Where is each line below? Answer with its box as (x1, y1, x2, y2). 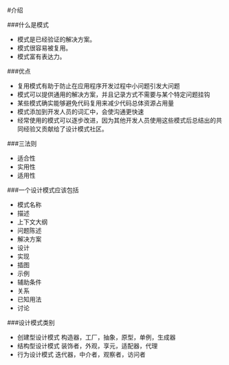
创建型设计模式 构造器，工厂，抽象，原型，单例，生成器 (17, 333, 176, 341)
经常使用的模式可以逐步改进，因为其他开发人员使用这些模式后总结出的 (17, 116, 217, 124)
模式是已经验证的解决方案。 (17, 35, 96, 43)
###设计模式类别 (7, 319, 55, 326)
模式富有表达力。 (17, 52, 66, 61)
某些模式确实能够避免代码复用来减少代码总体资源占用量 (17, 99, 174, 107)
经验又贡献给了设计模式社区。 (23, 125, 108, 133)
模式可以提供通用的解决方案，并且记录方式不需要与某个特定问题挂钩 (17, 90, 210, 98)
